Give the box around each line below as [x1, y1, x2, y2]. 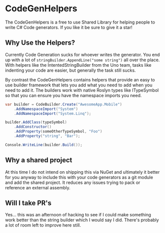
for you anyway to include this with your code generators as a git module [5, 174, 154, 180]
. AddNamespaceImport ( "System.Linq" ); [14, 111, 92, 116]
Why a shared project [5, 156, 72, 164]
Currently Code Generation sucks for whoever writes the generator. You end [5, 52, 160, 57]
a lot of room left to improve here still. [5, 222, 81, 228]
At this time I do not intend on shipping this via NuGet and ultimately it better [5, 169, 160, 175]
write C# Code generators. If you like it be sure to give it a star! [5, 24, 132, 30]
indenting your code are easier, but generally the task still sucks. [5, 67, 136, 73]
